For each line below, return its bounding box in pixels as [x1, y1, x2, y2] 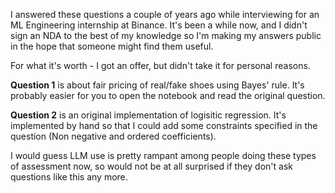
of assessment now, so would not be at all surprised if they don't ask [10, 160, 293, 172]
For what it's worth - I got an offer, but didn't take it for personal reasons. [10, 60, 311, 71]
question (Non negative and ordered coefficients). [10, 130, 217, 142]
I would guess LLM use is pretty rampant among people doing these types [10, 150, 317, 161]
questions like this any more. [10, 171, 128, 183]
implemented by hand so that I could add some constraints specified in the [10, 120, 318, 131]
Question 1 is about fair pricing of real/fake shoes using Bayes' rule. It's [10, 79, 305, 91]
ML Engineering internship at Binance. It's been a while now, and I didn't [10, 19, 308, 31]
